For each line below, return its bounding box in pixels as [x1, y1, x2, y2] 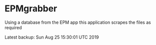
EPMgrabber [4, 3, 57, 14]
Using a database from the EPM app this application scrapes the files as [4, 19, 151, 25]
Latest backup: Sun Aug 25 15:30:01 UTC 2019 [4, 34, 99, 40]
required [4, 24, 22, 30]
